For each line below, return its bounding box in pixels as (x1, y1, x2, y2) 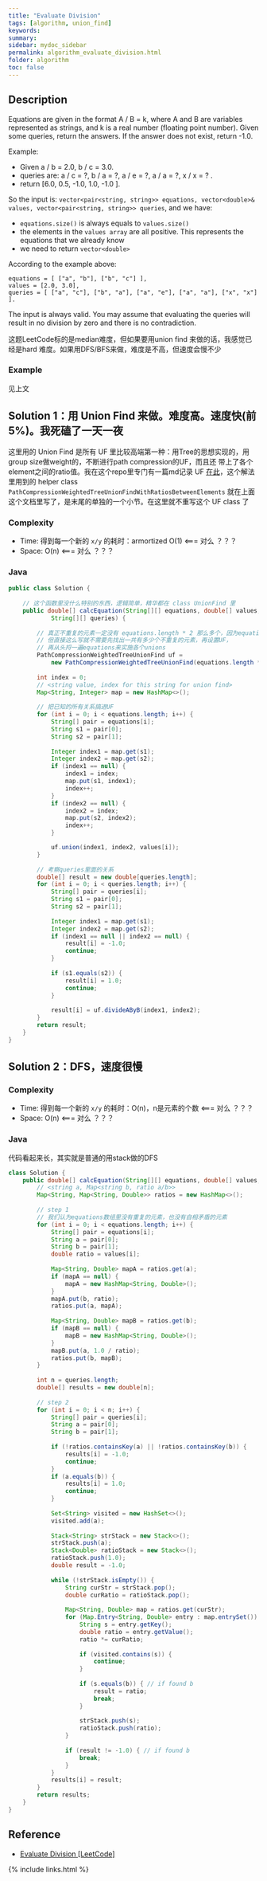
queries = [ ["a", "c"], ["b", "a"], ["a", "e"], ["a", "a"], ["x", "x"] (8, 288, 258, 296)
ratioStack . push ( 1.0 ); (50, 1554, 126, 1562)
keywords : (8, 26, 41, 34)
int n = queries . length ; (37, 1376, 119, 1385)
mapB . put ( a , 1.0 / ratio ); (50, 1346, 141, 1354)
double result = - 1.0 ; (50, 1562, 126, 1569)
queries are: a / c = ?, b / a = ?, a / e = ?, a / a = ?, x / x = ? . (19, 170, 213, 180)
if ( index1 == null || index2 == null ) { (50, 932, 191, 940)
